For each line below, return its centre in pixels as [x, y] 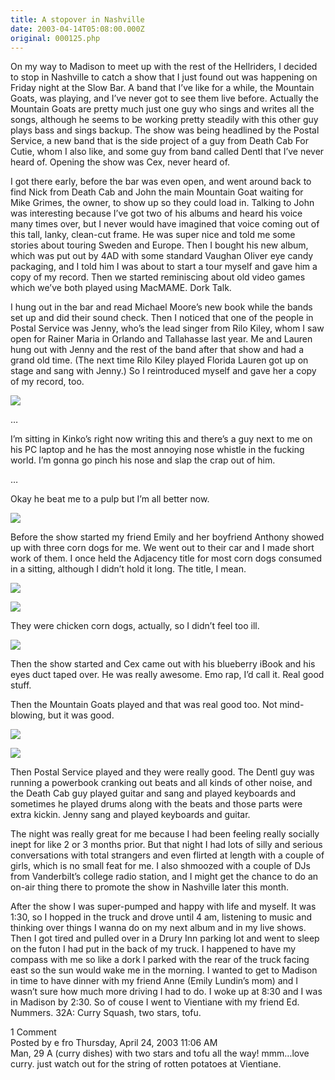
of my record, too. [47, 382]
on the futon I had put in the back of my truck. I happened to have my [153, 949]
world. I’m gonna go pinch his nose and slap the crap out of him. [143, 460]
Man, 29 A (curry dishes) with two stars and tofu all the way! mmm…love [160, 1053]
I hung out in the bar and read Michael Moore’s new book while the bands [161, 307]
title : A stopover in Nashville [77, 19]
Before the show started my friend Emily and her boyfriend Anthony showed [167, 537]
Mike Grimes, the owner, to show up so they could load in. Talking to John [162, 203]
